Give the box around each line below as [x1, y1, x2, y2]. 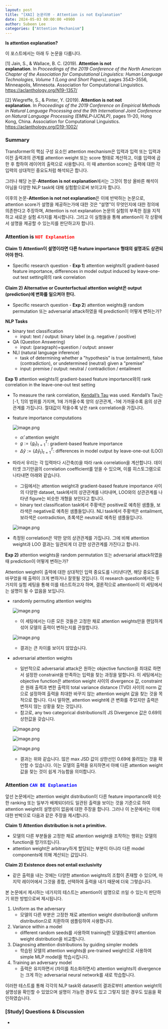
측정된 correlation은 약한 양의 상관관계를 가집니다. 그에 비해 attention [12, 535, 149, 541]
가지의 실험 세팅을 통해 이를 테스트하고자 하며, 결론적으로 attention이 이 [5, 581, 145, 588]
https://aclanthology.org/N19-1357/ [5, 87, 78, 93]
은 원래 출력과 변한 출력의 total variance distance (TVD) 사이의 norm [20, 684, 157, 690]
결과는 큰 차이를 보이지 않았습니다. [20, 645, 87, 651]
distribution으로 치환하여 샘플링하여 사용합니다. [20, 918, 113, 924]
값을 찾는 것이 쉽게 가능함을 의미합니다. [20, 768, 97, 774]
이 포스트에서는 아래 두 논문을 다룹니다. [5, 50, 82, 56]
